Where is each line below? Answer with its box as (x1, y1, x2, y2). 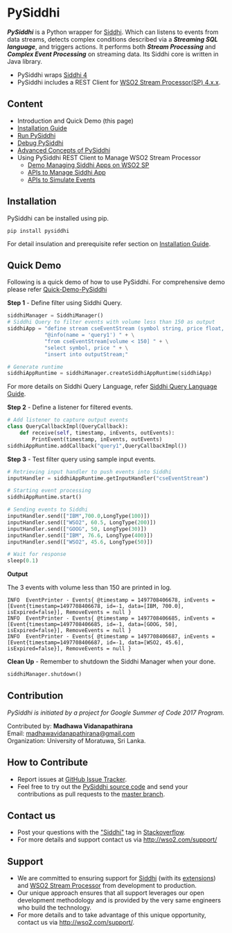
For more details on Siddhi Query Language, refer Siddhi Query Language (7, 383, 217, 391)
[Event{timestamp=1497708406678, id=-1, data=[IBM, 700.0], (7, 603, 185, 610)
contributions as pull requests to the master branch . (17, 790, 166, 798)
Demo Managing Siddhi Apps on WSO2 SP (27, 161, 150, 169)
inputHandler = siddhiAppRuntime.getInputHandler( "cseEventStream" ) (7, 475, 209, 482)
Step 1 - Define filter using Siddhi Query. (7, 299, 123, 307)
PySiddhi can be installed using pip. (7, 213, 109, 223)
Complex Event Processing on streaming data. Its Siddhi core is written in (7, 50, 219, 58)
